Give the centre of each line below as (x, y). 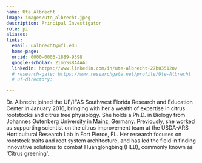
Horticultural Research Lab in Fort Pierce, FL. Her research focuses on (94, 135)
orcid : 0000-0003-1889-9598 (47, 57)
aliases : (17, 35)
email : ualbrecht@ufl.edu (45, 46)
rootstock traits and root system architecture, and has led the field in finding (101, 141)
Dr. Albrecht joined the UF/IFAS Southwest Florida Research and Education (99, 102)
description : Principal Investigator (54, 23)
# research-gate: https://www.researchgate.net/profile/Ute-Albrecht (101, 74)
